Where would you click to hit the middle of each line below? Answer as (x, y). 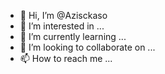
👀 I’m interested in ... (62, 26)
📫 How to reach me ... (66, 58)
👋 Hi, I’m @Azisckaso (63, 15)
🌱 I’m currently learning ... (73, 36)
